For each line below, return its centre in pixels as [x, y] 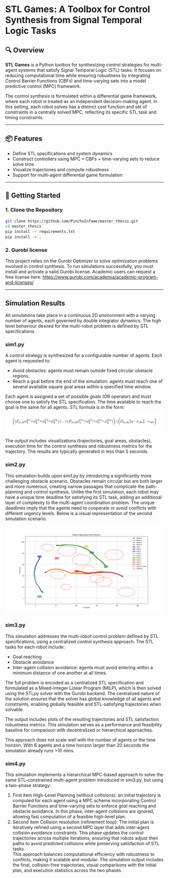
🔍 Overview [25, 50]
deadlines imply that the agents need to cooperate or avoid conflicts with [81, 508]
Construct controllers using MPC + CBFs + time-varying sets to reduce [86, 159]
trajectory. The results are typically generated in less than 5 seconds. [77, 451]
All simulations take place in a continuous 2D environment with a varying [80, 315]
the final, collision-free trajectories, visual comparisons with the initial [84, 865]
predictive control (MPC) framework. [43, 86]
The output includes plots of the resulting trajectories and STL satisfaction [82, 719]
